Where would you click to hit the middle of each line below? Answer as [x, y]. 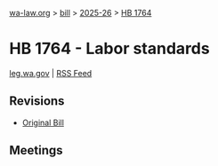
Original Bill [43, 123]
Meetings [36, 150]
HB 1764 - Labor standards [110, 49]
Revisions [37, 101]
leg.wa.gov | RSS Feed [51, 73]
